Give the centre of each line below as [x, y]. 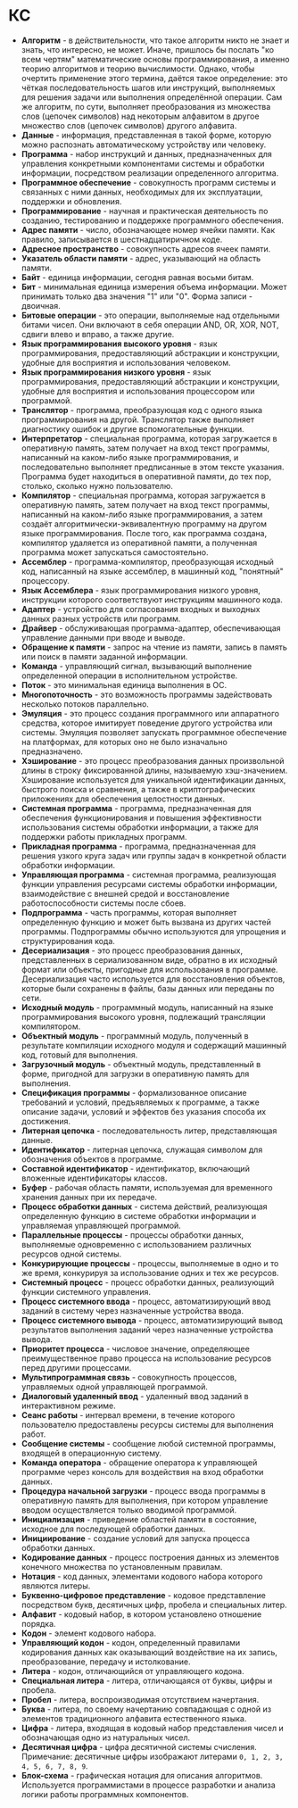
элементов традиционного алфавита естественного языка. [134, 1718]
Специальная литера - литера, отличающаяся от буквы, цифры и [147, 1680]
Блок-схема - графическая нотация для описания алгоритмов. [142, 1775]
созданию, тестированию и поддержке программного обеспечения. [153, 220]
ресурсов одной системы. [71, 1254]
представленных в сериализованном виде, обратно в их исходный [149, 959]
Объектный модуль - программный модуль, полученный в [135, 1035]
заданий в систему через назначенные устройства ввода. [132, 1310]
